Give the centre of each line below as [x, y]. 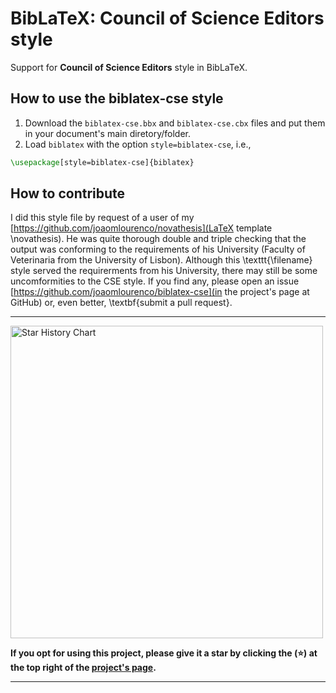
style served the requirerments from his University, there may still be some [164, 271]
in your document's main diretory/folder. [107, 133]
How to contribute [68, 193]
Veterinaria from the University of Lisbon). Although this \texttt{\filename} [161, 260]
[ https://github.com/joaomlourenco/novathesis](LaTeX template [141, 228]
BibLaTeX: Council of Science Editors [167, 18]
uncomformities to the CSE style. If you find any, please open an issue [155, 281]
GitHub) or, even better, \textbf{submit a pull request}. [121, 303]
